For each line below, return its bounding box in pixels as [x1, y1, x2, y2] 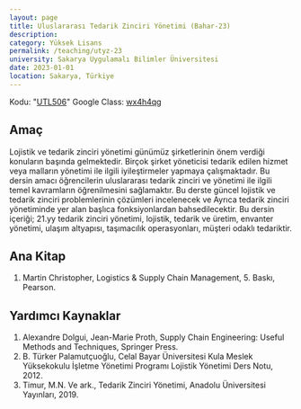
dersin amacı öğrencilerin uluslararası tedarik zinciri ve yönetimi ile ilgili [9, 174, 272, 185]
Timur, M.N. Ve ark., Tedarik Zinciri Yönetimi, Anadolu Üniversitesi [22, 379, 267, 391]
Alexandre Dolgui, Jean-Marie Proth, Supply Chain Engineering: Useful [22, 332, 285, 342]
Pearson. [22, 282, 57, 293]
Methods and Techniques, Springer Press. [22, 342, 179, 352]
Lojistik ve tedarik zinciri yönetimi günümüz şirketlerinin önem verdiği [9, 146, 265, 157]
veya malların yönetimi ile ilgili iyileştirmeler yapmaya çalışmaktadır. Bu [9, 165, 270, 176]
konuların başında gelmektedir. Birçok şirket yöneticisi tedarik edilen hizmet [9, 156, 288, 166]
